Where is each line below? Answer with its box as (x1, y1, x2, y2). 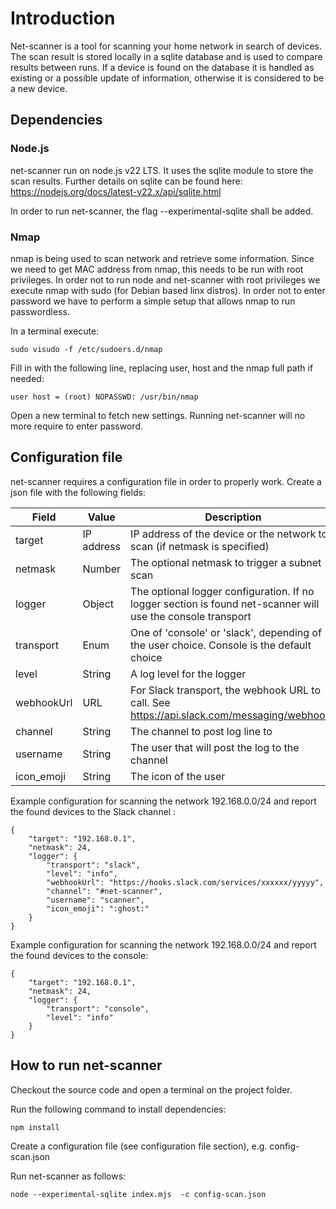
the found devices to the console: (10, 949, 149, 961)
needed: (10, 372, 45, 384)
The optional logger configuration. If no (130, 584, 315, 598)
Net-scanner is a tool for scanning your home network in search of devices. (10, 40, 322, 52)
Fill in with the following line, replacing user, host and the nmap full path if (10, 362, 314, 374)
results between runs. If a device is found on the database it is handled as (10, 61, 315, 73)
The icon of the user (130, 769, 226, 783)
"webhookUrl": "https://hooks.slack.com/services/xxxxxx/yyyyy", (46, 877, 325, 887)
